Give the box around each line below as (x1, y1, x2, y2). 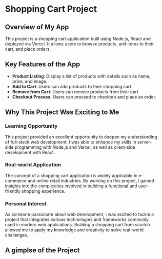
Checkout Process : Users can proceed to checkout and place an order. (12, 94, 156, 100)
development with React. (5, 149, 55, 155)
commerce (5, 178, 27, 183)
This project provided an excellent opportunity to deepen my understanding (5, 134, 158, 139)
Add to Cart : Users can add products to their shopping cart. (12, 83, 133, 89)
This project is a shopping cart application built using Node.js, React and (5, 36, 151, 41)
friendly (5, 188, 21, 194)
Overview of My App (5, 23, 69, 31)
